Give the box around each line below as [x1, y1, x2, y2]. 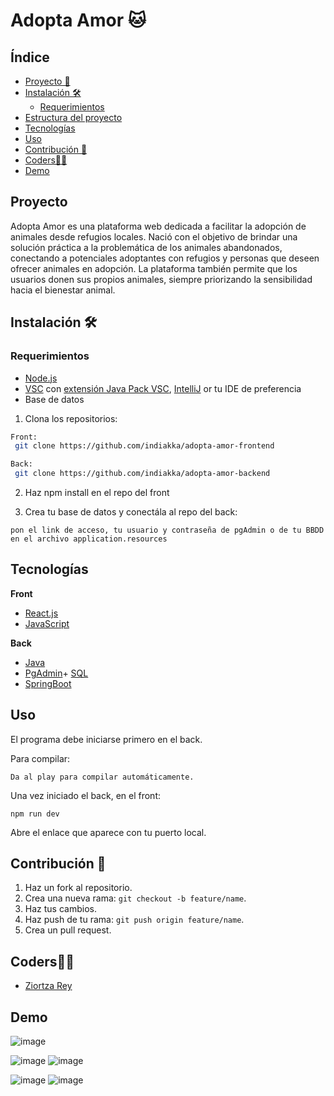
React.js [24, 607, 59, 619]
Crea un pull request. [24, 924, 112, 936]
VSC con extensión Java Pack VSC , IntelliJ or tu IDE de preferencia [24, 382, 302, 394]
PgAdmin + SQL [24, 667, 89, 679]
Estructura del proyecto [24, 112, 123, 123]
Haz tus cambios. [24, 903, 97, 915]
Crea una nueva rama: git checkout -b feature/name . [24, 892, 247, 904]
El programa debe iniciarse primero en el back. [10, 733, 203, 745]
